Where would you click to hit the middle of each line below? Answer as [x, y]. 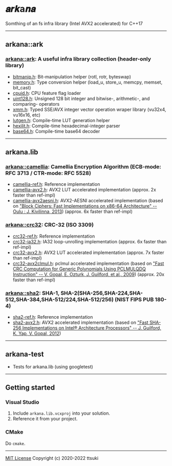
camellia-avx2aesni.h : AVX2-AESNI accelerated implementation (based [88, 201]
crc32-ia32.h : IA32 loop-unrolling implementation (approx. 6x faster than [90, 241]
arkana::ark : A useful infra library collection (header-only [78, 59]
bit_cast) [22, 87]
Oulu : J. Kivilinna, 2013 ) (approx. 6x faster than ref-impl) [73, 211]
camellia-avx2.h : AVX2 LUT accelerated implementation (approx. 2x [84, 190]
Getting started [30, 388]
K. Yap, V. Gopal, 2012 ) [37, 333]
